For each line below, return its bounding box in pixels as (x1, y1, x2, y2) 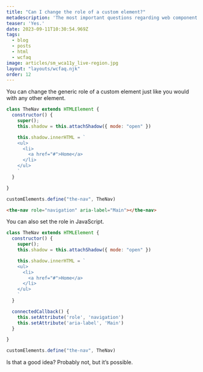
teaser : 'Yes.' (6, 20, 45, 26)
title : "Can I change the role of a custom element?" (6, 9, 146, 15)
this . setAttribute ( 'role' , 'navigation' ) (17, 314, 124, 320)
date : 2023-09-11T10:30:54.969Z (6, 26, 88, 32)
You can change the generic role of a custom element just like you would (6, 88, 189, 95)
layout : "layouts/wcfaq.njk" (6, 65, 80, 72)
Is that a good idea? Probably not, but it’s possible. (6, 359, 133, 366)
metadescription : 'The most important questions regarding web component (6, 15, 198, 21)
